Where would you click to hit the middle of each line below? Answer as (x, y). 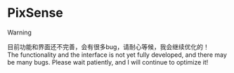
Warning (19, 32)
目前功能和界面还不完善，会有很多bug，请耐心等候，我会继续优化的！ (108, 46)
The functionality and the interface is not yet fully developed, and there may (117, 55)
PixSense (35, 13)
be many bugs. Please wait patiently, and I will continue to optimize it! (108, 62)
